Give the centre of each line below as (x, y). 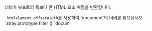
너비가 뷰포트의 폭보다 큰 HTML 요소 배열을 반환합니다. (58, 7)
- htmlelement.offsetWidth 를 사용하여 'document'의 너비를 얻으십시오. (74, 18)
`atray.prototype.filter (26, 23)
